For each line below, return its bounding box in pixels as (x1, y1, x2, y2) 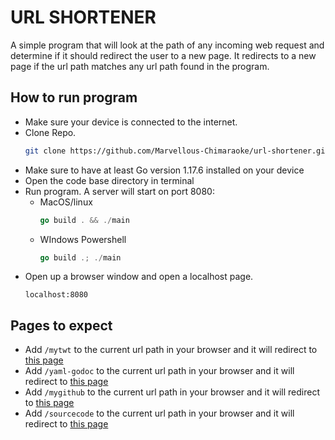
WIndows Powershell (39, 233, 127, 245)
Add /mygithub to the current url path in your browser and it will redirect (24, 386, 320, 398)
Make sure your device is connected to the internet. (24, 116, 238, 128)
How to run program (10, 89, 138, 106)
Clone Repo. (24, 126, 77, 138)
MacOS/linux (39, 196, 93, 208)
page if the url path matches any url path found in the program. (10, 60, 270, 72)
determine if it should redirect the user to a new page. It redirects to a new (10, 49, 317, 61)
